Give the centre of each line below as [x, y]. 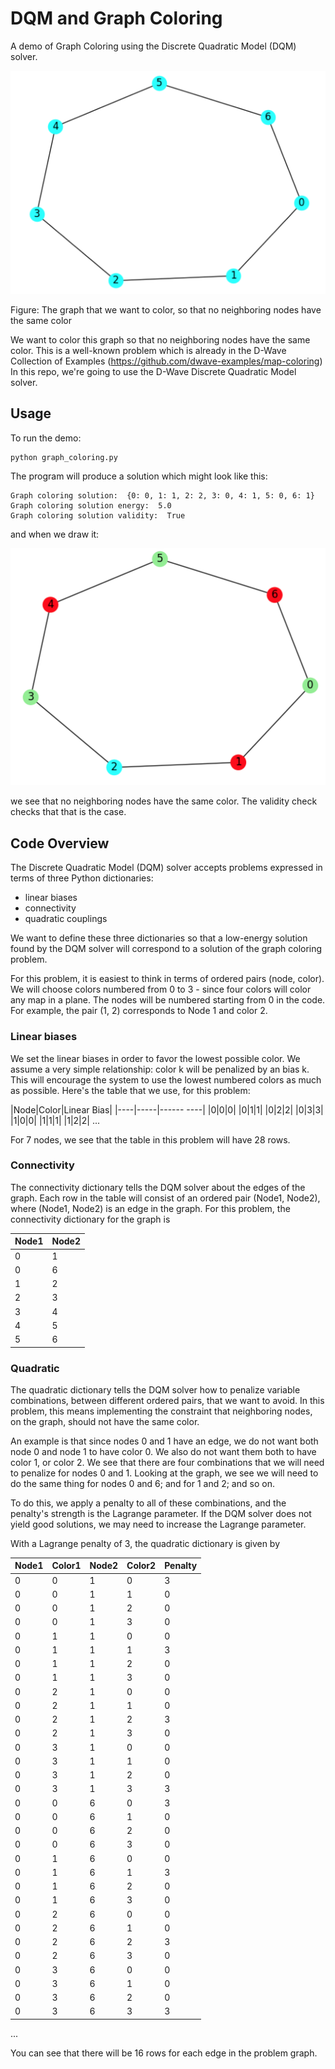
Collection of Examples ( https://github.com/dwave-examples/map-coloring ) [166, 361]
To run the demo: [46, 438]
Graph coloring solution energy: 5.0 [91, 506]
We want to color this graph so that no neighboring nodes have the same [160, 339]
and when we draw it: [55, 534]
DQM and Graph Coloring [116, 18]
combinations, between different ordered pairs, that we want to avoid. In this [167, 1400]
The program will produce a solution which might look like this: [139, 476]
